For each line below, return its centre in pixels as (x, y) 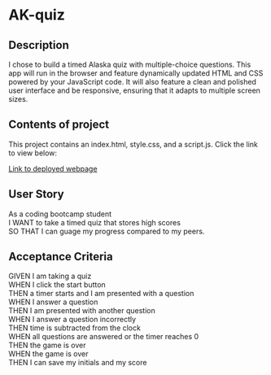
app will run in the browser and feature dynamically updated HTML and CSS (136, 73)
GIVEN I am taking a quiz (50, 276)
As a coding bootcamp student (60, 214)
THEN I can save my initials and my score (78, 363)
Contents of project (59, 125)
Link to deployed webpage (53, 168)
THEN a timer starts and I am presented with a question (101, 294)
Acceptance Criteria (61, 257)
